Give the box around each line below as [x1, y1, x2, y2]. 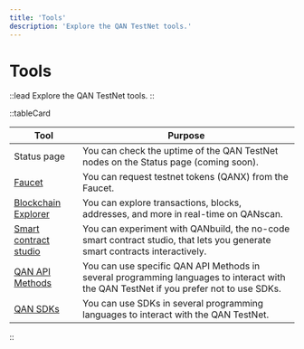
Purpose [166, 129, 205, 142]
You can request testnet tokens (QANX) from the [82, 171, 290, 184]
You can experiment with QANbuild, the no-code [82, 222, 290, 235]
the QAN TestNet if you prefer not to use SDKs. [82, 282, 282, 295]
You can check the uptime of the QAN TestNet [82, 145, 279, 157]
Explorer [14, 208, 50, 221]
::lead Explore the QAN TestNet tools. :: [9, 90, 156, 101]
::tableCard [9, 108, 52, 118]
